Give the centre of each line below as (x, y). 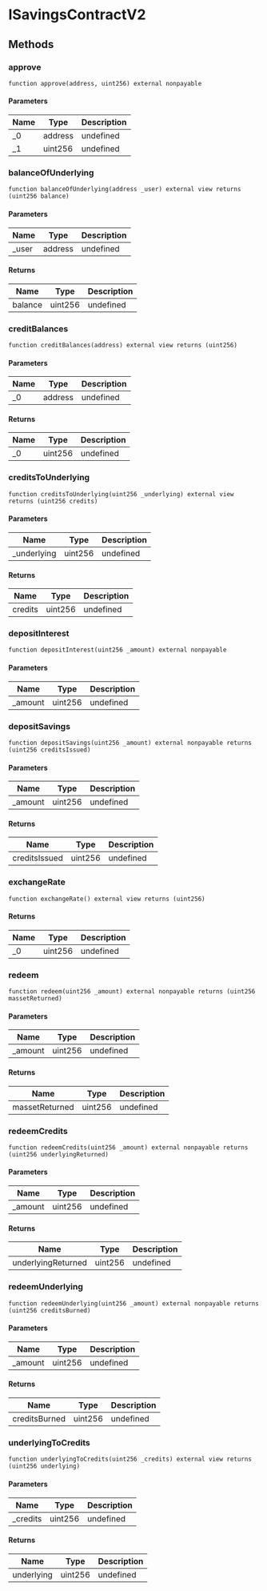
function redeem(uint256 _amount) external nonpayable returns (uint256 (132, 992)
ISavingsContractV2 (77, 15)
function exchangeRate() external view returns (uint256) (107, 899)
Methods (31, 44)
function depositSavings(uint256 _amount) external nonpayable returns (130, 743)
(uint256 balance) (39, 196)
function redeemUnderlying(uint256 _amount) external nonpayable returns (134, 1303)
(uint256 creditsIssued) (50, 750)
